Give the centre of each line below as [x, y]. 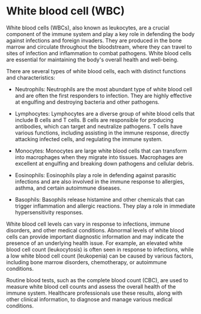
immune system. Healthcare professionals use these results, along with [94, 293]
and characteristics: [31, 77]
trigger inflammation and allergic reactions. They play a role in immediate [105, 206]
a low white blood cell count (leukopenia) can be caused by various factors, [100, 256]
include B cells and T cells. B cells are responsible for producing [94, 120]
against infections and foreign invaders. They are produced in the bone [94, 40]
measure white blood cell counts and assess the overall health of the [91, 286]
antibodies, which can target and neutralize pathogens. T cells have [99, 126]
